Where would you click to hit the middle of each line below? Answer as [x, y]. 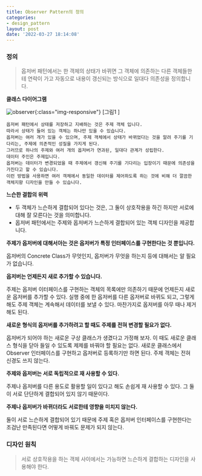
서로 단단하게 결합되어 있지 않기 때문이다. [61, 394]
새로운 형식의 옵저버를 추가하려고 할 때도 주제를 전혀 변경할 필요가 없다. [89, 325]
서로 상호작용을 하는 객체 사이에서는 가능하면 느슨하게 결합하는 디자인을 [105, 459]
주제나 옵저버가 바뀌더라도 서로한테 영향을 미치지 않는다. [72, 407]
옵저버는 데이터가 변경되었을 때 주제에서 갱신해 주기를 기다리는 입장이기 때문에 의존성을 [101, 163]
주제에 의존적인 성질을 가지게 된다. [62, 144]
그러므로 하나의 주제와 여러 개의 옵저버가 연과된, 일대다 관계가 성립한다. [85, 150]
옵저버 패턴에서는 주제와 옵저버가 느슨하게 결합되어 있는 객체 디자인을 [96, 223]
